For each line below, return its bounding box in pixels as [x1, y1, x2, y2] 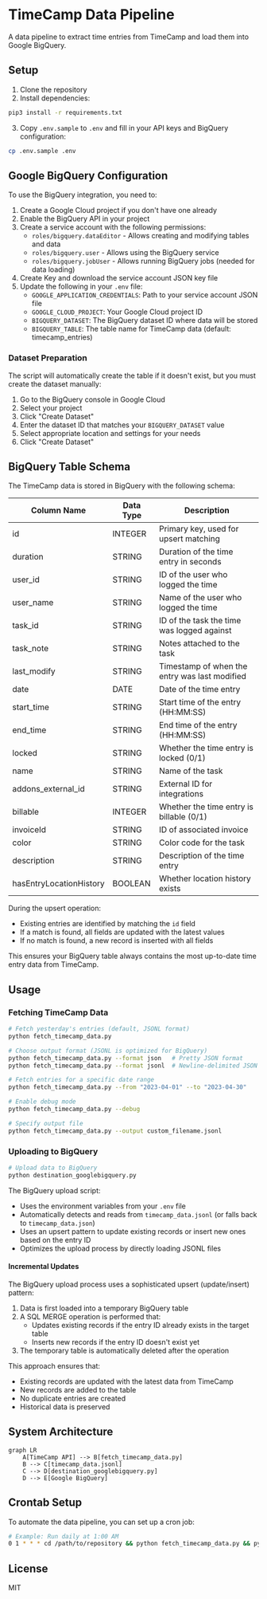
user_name [12, 597, 54, 608]
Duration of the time [158, 546, 234, 557]
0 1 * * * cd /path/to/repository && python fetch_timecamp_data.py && [8, 1540, 250, 1548]
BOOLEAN [112, 878, 151, 890]
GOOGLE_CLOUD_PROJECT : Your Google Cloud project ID [31, 307, 203, 316]
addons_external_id [12, 784, 85, 795]
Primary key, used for [158, 524, 239, 535]
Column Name [30, 505, 87, 516]
